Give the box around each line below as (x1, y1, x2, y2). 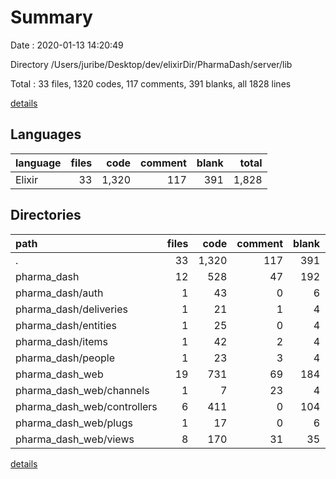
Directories (10, 207, 82, 224)
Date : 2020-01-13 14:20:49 (10, 39, 124, 51)
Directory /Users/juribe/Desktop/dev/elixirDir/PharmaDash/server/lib (10, 58, 293, 70)
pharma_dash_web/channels (15, 383, 150, 397)
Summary (10, 6, 93, 29)
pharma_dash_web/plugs (15, 416, 133, 430)
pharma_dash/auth (15, 286, 104, 300)
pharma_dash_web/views (15, 432, 135, 446)
